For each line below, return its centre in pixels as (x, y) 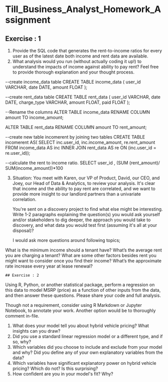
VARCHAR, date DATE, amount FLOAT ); (46, 87)
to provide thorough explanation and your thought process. (73, 72)
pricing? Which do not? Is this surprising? (55, 368)
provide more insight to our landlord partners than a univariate (77, 194)
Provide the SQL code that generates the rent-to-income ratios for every (87, 51)
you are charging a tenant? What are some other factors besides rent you (81, 255)
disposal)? (23, 231)
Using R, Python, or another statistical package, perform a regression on (80, 285)
